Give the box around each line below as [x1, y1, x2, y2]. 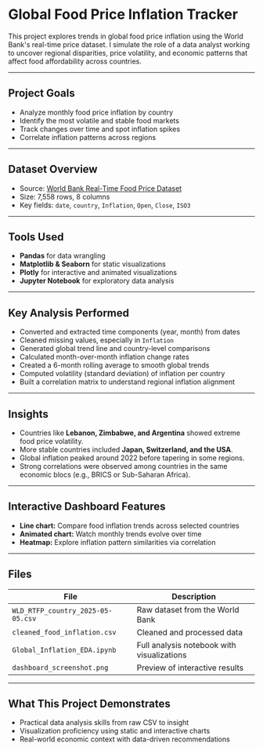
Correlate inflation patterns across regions [19, 132, 157, 142]
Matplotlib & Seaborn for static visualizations [19, 259, 166, 269]
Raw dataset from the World [136, 604, 240, 615]
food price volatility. [19, 437, 84, 445]
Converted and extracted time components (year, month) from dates [19, 327, 240, 337]
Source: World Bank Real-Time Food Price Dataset [19, 183, 182, 193]
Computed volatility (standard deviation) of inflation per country [19, 369, 225, 379]
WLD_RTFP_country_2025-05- [12, 606, 113, 615]
